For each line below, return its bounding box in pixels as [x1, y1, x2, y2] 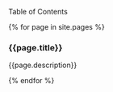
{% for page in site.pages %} [8, 22, 105, 31]
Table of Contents [8, 7, 69, 16]
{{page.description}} [8, 60, 77, 70]
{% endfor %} [8, 76, 55, 86]
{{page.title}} [8, 42, 63, 53]
